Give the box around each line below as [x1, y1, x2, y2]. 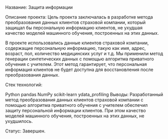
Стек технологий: [5, 82, 43, 88]
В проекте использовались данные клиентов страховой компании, [5, 40, 149, 46]
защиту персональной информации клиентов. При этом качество [5, 108, 146, 113]
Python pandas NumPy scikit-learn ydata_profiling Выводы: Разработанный [5, 92, 163, 97]
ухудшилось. [5, 118, 33, 124]
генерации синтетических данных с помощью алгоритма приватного [5, 56, 154, 62]
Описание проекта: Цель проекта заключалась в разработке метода [5, 14, 153, 20]
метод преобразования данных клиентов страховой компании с [5, 97, 144, 103]
